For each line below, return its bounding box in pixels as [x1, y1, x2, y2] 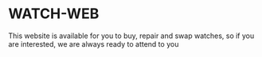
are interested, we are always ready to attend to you [8, 39, 179, 48]
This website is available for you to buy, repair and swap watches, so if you [8, 31, 255, 40]
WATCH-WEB [8, 5, 100, 23]
